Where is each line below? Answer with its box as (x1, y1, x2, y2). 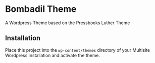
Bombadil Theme (5, 3, 77, 15)
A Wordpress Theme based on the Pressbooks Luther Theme (5, 20, 130, 26)
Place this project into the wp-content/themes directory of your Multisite (5, 47, 150, 53)
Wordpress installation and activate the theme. (5, 52, 100, 58)
